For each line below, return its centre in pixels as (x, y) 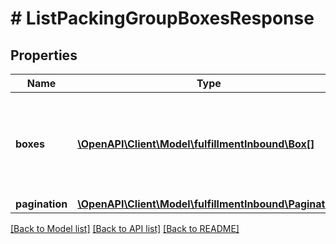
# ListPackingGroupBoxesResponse (162, 18)
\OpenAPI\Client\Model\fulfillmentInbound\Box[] (196, 144)
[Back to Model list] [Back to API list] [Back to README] (125, 228)
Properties (44, 55)
